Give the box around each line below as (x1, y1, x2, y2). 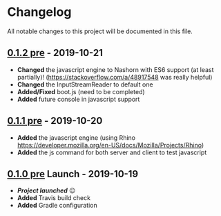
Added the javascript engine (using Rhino (17, 133, 136, 142)
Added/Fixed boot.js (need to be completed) (17, 87, 145, 96)
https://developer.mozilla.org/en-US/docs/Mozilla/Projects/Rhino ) (17, 141, 204, 149)
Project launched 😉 (17, 186, 76, 195)
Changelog (7, 4, 72, 20)
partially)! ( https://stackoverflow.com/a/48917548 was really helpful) (17, 73, 213, 81)
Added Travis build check (17, 194, 91, 202)
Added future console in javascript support (17, 95, 140, 103)
